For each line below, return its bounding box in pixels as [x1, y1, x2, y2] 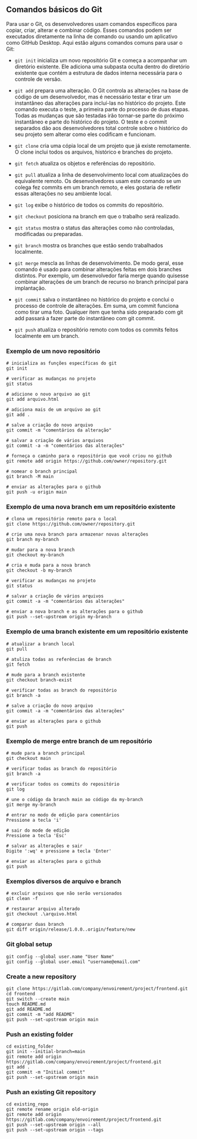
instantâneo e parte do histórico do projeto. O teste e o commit [14, 118, 168, 125]
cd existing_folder [6, 1044, 54, 1050]
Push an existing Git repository [6, 1088, 96, 1097]
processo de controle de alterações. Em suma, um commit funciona [14, 302, 179, 309]
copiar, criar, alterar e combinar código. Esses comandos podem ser [6, 26, 172, 34]
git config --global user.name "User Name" [6, 954, 115, 959]
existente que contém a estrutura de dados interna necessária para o [14, 69, 182, 76]
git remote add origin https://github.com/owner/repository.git [6, 459, 167, 464]
